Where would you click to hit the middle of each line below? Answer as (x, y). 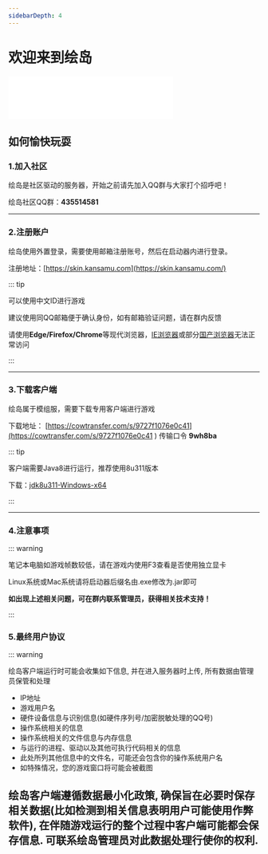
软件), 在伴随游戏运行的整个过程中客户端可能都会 (128, 825)
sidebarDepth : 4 (35, 16)
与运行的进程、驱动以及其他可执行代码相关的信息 (100, 748)
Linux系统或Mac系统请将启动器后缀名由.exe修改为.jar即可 (102, 582)
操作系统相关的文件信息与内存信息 (76, 738)
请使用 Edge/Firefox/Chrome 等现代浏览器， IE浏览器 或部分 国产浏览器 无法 (128, 334)
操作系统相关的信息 (51, 728)
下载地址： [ (28, 425)
